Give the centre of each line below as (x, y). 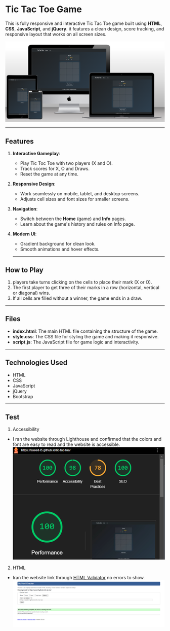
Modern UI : (25, 234)
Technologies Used (36, 363)
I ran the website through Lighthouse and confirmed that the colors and (87, 439)
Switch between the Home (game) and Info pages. (73, 219)
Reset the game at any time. (49, 174)
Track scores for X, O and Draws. (55, 169)
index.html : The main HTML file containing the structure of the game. (85, 331)
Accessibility (26, 429)
